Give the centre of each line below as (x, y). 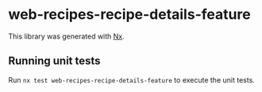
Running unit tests (54, 61)
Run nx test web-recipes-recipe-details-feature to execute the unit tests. (132, 79)
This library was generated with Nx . (66, 36)
